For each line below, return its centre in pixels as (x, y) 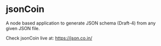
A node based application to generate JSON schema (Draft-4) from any (81, 23)
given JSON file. (23, 28)
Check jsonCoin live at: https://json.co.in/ (49, 38)
